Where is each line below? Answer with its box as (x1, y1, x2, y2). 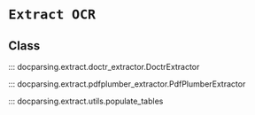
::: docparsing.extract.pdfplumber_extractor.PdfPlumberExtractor (8, 79, 246, 89)
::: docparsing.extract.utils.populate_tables (8, 96, 164, 106)
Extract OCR (8, 6, 97, 23)
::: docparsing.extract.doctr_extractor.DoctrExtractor (8, 62, 200, 72)
